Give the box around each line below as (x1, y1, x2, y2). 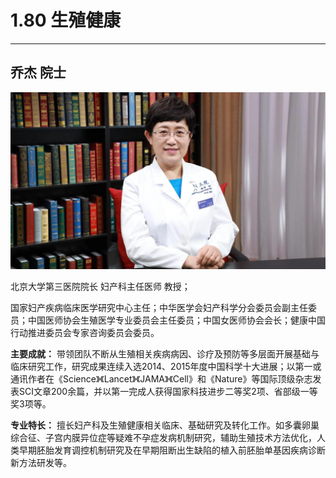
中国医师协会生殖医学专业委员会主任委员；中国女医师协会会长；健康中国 (27, 314, 326, 326)
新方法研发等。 (10, 457, 72, 469)
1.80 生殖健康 (10, 9, 122, 32)
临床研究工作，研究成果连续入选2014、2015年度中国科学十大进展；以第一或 (10, 361, 322, 373)
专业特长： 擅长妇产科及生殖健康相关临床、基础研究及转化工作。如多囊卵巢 (10, 419, 320, 431)
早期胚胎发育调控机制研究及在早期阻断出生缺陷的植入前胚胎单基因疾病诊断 (18, 444, 326, 456)
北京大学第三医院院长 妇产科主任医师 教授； (10, 281, 191, 293)
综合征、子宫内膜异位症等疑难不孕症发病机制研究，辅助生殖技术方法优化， (10, 432, 317, 444)
